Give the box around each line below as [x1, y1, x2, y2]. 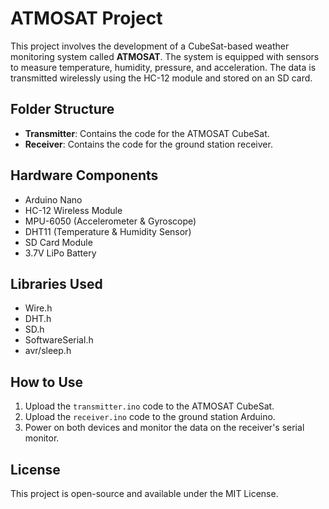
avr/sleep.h [24, 345, 72, 357]
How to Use [10, 373, 84, 391]
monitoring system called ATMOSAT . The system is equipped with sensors [10, 50, 320, 62]
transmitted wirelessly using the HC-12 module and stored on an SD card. [10, 72, 313, 84]
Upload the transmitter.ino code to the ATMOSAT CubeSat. [24, 400, 275, 412]
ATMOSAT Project [10, 7, 163, 30]
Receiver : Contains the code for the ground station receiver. [24, 138, 273, 150]
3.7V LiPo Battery [24, 247, 97, 259]
